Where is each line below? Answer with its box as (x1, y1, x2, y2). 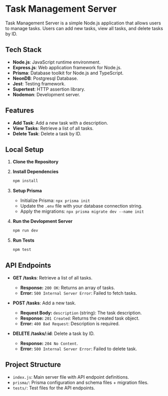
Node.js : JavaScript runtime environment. (12, 59, 101, 65)
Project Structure (5, 360, 61, 369)
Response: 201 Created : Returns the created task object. (20, 315, 140, 321)
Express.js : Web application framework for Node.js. (12, 64, 122, 70)
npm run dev (12, 228, 38, 233)
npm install (12, 179, 38, 184)
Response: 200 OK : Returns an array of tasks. (20, 285, 116, 291)
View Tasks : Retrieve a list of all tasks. (12, 125, 94, 131)
